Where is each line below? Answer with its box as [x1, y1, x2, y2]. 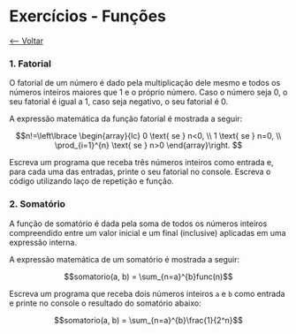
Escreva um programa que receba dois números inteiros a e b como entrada [9, 288, 285, 299]
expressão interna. [9, 237, 78, 247]
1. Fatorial [9, 57, 51, 70]
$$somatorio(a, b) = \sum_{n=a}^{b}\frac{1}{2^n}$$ [54, 315, 243, 325]
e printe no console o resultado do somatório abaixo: [9, 298, 201, 308]
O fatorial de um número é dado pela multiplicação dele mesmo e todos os [9, 78, 281, 88]
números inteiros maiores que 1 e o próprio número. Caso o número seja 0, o [9, 87, 288, 98]
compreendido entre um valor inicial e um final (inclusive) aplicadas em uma [9, 227, 286, 238]
